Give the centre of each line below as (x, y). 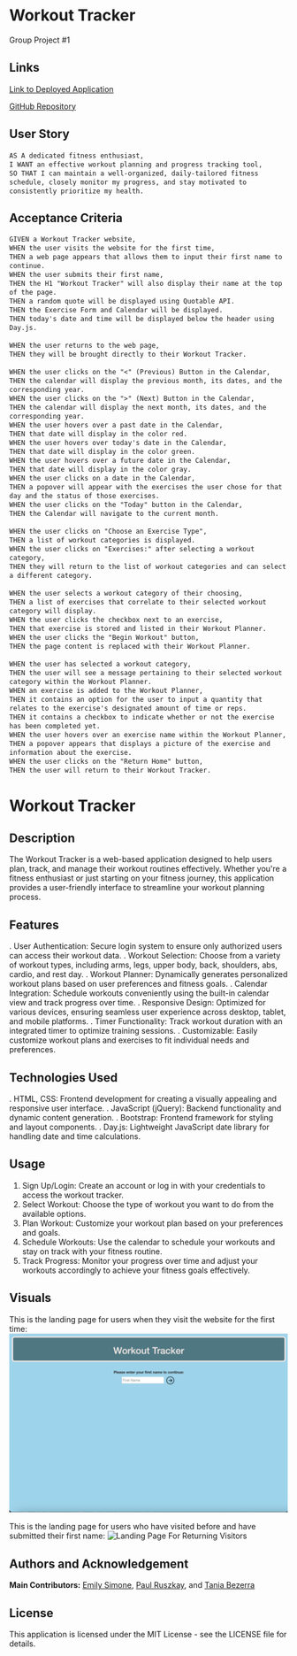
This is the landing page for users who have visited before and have (133, 1527)
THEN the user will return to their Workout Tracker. (110, 771)
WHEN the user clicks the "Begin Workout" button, (104, 638)
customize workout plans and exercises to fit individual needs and (129, 1040)
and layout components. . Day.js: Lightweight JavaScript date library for (139, 1127)
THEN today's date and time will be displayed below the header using (142, 320)
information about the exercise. (71, 753)
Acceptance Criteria (66, 218)
